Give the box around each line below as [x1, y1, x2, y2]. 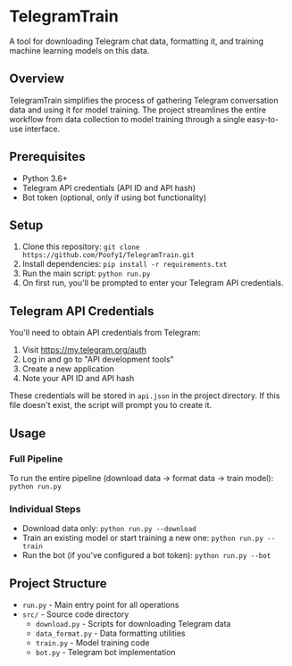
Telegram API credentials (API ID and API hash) [21, 182, 196, 193]
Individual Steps [9, 503, 81, 515]
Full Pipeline [9, 453, 63, 465]
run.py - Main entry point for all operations [21, 599, 179, 610]
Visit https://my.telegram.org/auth [21, 345, 147, 355]
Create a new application [21, 363, 114, 374]
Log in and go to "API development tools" [21, 354, 174, 365]
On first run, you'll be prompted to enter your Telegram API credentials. [21, 278, 284, 288]
